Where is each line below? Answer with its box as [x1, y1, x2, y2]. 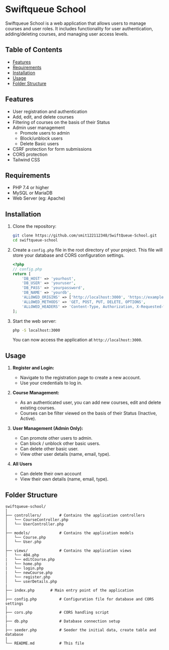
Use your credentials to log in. [20, 380, 82, 386]
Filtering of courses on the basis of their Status [12, 119, 110, 125]
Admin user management [12, 125, 65, 131]
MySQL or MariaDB [12, 190, 53, 196]
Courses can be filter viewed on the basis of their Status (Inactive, [20, 410, 157, 417]
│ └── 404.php [5, 553, 39, 558]
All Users [12, 461, 33, 467]
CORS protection [12, 151, 48, 157]
